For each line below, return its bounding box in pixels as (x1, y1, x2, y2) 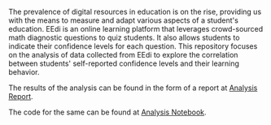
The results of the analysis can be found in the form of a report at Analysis (8, 83, 258, 93)
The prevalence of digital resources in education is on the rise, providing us (8, 7, 262, 16)
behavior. (8, 67, 40, 76)
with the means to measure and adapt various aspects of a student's (8, 15, 238, 25)
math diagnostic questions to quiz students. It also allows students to (8, 32, 240, 42)
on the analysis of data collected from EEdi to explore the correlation (8, 50, 238, 59)
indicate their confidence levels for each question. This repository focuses (8, 41, 258, 51)
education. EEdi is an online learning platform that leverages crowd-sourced (8, 24, 264, 33)
